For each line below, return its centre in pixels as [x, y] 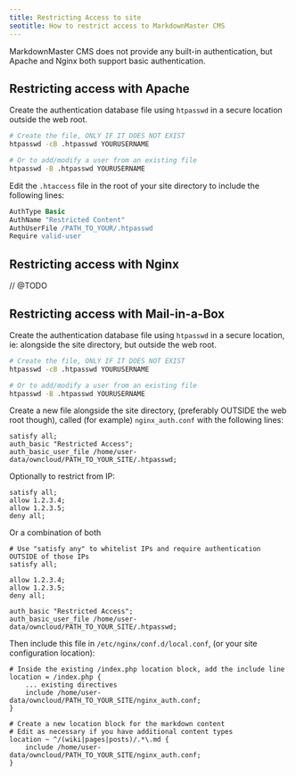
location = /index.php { [55, 677]
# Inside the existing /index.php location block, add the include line [147, 670]
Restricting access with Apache [99, 89]
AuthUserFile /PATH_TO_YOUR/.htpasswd [81, 228]
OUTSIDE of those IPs [49, 557]
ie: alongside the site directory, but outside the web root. [113, 344]
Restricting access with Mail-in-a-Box [117, 314]
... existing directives [71, 685]
